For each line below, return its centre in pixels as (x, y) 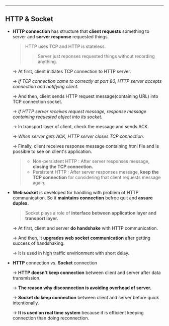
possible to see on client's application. (52, 151)
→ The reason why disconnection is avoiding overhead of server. (82, 288)
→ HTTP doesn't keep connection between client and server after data (87, 273)
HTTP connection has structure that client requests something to (81, 31)
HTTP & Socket (29, 19)
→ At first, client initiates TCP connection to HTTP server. (72, 71)
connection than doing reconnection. (51, 318)
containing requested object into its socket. (57, 117)
